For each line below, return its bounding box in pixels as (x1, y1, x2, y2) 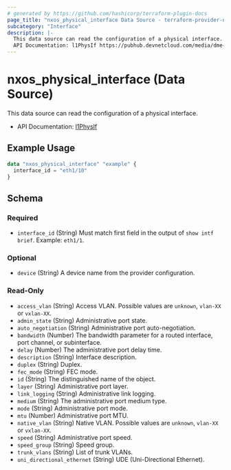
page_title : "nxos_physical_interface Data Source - (7, 17, 162, 23)
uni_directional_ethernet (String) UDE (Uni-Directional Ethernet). (16, 455, 205, 463)
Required (7, 213, 38, 222)
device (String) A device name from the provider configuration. (16, 269, 195, 277)
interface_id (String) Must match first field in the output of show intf (16, 228, 214, 237)
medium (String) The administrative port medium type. (16, 396, 167, 405)
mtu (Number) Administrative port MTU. (16, 411, 129, 420)
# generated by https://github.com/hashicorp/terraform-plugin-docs (7, 10, 208, 17)
